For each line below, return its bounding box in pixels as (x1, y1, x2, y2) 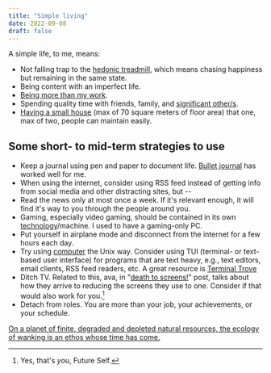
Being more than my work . (19, 90, 108, 100)
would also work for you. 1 (19, 290, 105, 300)
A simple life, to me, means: (8, 49, 101, 59)
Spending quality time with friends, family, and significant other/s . (19, 98, 239, 109)
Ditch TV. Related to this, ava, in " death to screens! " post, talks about (19, 272, 249, 283)
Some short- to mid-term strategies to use (8, 139, 225, 153)
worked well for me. (19, 170, 86, 179)
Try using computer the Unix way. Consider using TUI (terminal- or (19, 247, 242, 257)
